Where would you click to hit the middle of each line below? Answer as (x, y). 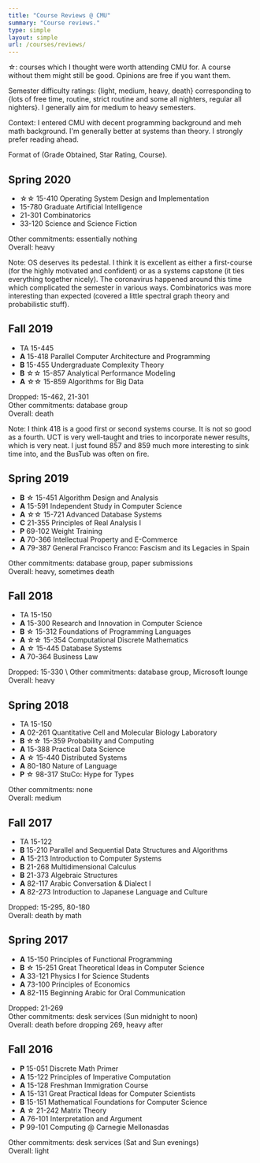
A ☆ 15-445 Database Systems (71, 648)
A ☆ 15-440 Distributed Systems (73, 757)
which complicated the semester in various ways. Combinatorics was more (130, 287)
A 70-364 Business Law (59, 657)
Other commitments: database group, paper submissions (100, 563)
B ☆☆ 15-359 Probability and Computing (87, 741)
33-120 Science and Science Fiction (78, 223)
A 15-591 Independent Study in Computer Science (101, 506)
